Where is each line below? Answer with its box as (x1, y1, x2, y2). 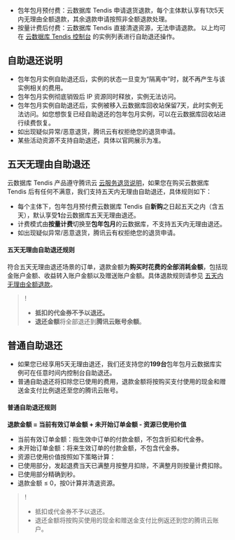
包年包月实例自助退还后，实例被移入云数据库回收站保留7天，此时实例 (17, 101, 218, 109)
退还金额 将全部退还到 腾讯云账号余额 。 (34, 317, 145, 326)
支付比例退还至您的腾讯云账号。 (29, 386, 122, 394)
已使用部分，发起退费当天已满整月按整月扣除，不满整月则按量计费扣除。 (17, 461, 226, 469)
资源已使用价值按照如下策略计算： (17, 452, 116, 461)
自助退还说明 (7, 55, 63, 67)
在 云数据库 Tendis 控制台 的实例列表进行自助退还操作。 (17, 32, 179, 41)
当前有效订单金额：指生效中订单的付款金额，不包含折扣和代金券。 (17, 435, 208, 443)
